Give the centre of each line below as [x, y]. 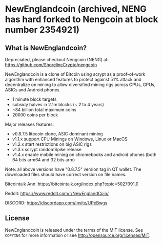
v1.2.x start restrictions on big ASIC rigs [52, 144]
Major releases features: [30, 124]
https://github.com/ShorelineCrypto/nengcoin [51, 65]
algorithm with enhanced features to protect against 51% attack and [73, 79]
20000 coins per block [35, 115]
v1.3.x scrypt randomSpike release [47, 149]
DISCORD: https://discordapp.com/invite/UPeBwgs [56, 203]
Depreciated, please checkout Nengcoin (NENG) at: [57, 59]
